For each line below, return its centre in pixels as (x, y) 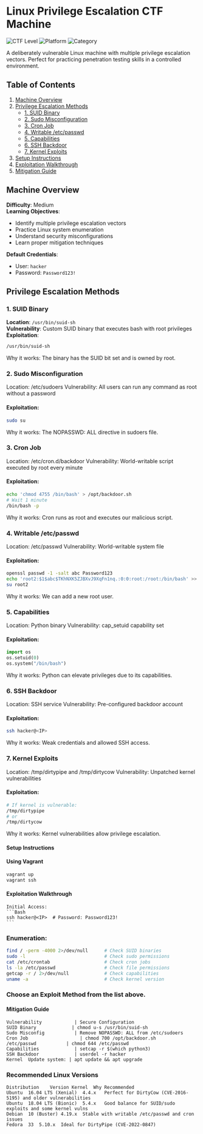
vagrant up (20, 875)
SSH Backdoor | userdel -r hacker (66, 1054)
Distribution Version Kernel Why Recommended (71, 1087)
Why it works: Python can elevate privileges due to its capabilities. (89, 675)
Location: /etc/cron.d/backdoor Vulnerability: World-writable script (90, 461)
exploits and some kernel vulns (47, 1108)
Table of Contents (41, 85)
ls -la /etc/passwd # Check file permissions (88, 968)
